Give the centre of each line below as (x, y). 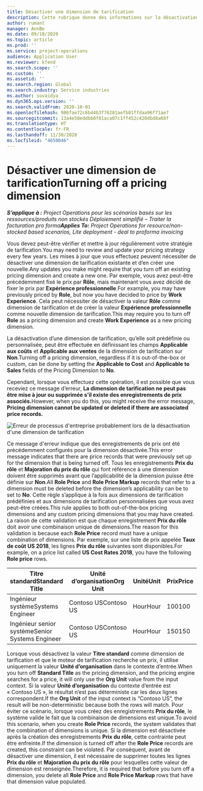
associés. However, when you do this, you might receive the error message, (101, 401)
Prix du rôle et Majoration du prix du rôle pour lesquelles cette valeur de (97, 762)
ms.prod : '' (22, 46)
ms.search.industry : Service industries (58, 90)
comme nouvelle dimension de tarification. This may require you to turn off (99, 314)
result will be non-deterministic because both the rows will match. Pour (95, 704)
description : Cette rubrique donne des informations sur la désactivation (103, 17)
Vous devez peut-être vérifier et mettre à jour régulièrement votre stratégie (100, 243)
